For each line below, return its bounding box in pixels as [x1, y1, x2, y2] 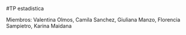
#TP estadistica [6, 5, 44, 12]
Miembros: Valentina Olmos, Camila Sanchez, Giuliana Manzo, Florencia [6, 16, 181, 23]
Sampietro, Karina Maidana [6, 23, 72, 29]
